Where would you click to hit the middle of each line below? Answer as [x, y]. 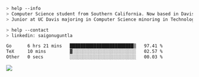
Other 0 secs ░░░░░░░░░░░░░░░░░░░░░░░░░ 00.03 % [84, 57]
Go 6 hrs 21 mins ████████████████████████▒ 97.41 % [84, 46]
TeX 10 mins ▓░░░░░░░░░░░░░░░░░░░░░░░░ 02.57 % [84, 52]
